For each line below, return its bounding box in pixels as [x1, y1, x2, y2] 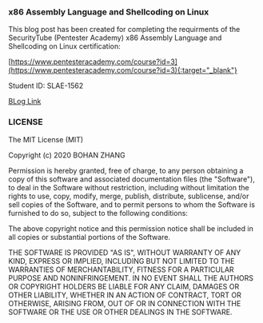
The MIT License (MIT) [8, 134, 84, 144]
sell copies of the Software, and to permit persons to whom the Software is [8, 199, 256, 209]
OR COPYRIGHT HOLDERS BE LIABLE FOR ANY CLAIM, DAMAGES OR [8, 281, 240, 291]
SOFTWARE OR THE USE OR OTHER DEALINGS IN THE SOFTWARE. [8, 307, 233, 317]
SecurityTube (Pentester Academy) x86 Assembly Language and [8, 33, 222, 42]
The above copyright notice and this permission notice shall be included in [8, 223, 253, 233]
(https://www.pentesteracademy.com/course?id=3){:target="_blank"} [8, 66, 237, 75]
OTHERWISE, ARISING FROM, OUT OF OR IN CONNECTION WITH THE [8, 298, 241, 308]
